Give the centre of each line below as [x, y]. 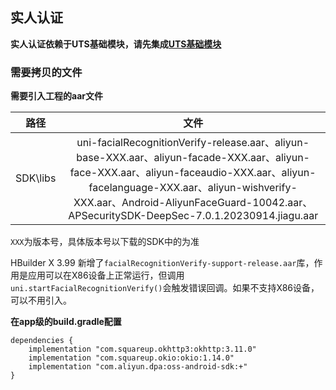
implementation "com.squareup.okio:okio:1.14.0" [131, 358]
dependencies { [42, 341]
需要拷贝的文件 [46, 72]
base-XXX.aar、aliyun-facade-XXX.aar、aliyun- [193, 158]
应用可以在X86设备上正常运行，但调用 [106, 275]
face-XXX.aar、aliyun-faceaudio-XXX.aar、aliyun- [193, 173]
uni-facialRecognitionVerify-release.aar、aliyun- [193, 143]
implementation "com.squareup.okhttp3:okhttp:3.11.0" [142, 349]
